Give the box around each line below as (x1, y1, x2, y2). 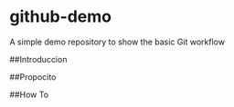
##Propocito (9, 71, 57, 83)
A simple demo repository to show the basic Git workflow (9, 36, 226, 47)
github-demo (9, 6, 112, 27)
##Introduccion (9, 53, 68, 64)
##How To (9, 89, 49, 100)
